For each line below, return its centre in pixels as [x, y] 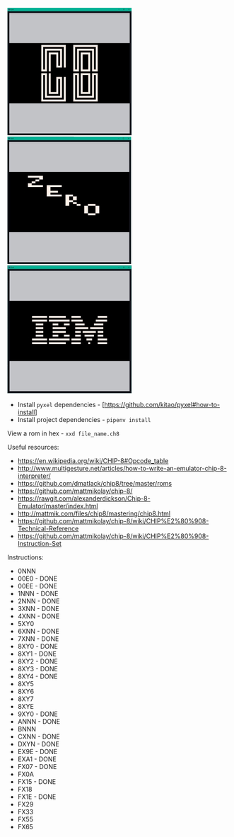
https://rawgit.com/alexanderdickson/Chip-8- [84, 499]
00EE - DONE [37, 586]
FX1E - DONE [37, 797]
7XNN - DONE [38, 639]
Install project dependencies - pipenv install [84, 420]
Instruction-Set [40, 543]
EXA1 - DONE [37, 759]
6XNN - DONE [39, 631]
